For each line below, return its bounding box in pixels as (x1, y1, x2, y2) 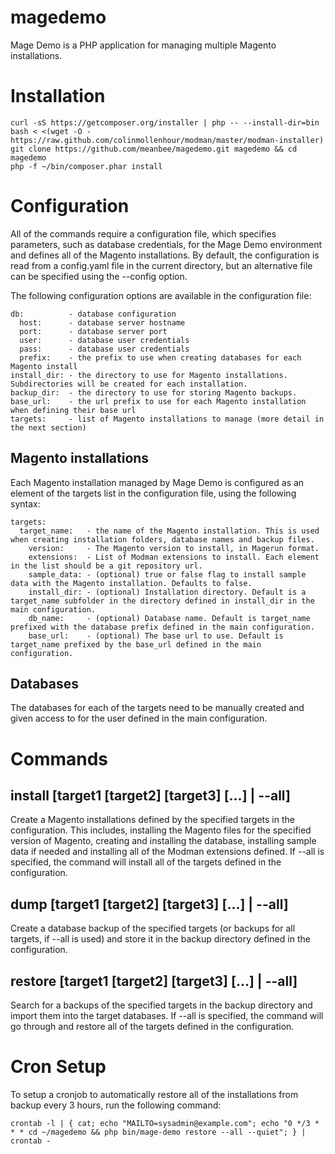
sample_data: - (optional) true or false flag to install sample (28, 569, 307, 580)
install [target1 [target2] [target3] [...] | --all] (10, 787, 291, 805)
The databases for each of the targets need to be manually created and (10, 702, 305, 714)
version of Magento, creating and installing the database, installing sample (10, 835, 317, 847)
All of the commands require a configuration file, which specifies (10, 227, 277, 240)
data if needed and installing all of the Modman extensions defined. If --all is (10, 846, 325, 858)
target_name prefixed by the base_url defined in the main (10, 639, 262, 650)
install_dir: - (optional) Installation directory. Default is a (28, 587, 307, 597)
